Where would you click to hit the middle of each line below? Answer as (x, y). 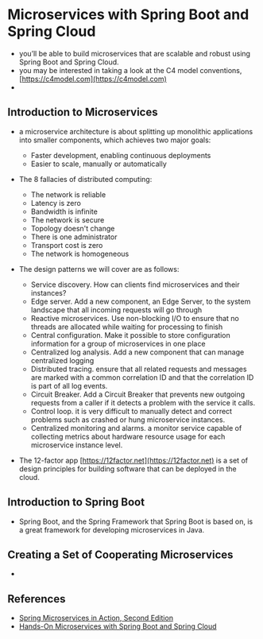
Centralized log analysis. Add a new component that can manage (137, 352)
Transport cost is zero (67, 245)
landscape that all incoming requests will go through (116, 310)
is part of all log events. (69, 385)
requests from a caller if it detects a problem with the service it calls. (143, 402)
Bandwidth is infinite (64, 211)
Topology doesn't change (73, 228)
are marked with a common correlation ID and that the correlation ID (142, 377)
